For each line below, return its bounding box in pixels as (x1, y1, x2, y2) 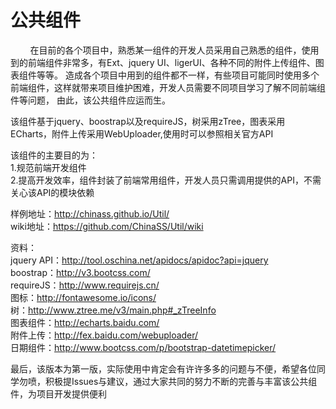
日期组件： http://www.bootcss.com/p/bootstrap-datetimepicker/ (10, 341, 277, 353)
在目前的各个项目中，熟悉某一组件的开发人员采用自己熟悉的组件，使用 (29, 44, 320, 56)
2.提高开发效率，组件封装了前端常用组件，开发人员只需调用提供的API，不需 (10, 174, 322, 186)
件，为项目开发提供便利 (10, 387, 107, 400)
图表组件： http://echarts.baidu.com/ (10, 316, 160, 328)
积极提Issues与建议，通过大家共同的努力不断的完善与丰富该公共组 (44, 375, 318, 387)
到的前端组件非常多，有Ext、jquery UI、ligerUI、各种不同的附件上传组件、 (10, 56, 316, 68)
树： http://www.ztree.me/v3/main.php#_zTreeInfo (10, 304, 217, 316)
